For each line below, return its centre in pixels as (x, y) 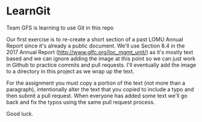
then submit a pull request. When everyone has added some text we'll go (97, 96)
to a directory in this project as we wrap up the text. (70, 71)
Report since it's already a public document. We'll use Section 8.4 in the (96, 46)
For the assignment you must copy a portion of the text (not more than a (96, 83)
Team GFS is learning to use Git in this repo (60, 28)
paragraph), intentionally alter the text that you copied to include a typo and (100, 89)
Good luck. (20, 114)
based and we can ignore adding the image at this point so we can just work (101, 58)
